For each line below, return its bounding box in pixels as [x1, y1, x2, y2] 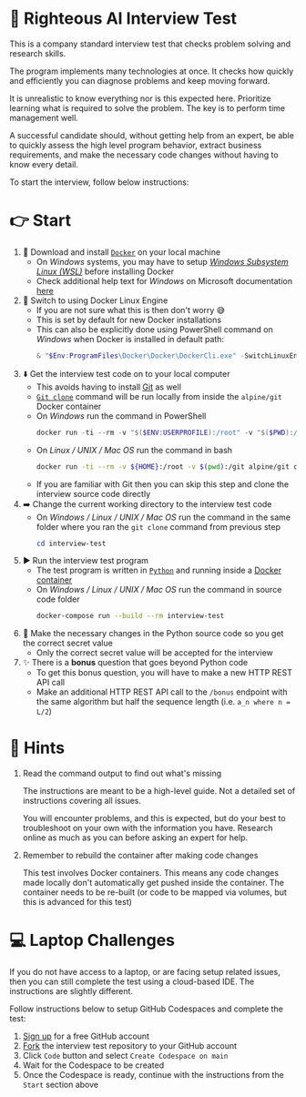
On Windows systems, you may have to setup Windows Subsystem [36, 256, 289, 267]
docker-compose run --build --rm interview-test [36, 612, 225, 621]
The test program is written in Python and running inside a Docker [36, 564, 282, 576]
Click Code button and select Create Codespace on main [22, 1051, 229, 1061]
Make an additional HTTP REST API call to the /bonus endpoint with [36, 686, 289, 697]
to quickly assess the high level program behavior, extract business [9, 139, 262, 150]
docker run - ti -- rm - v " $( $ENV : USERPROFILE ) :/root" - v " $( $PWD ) [36, 428, 290, 437]
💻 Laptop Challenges [9, 930, 176, 950]
